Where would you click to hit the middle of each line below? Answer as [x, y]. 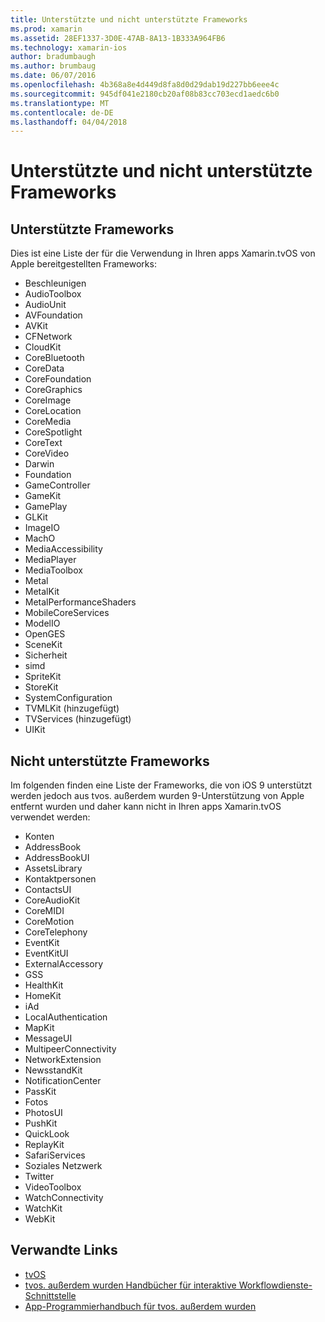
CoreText [43, 443]
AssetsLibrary [53, 868]
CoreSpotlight [53, 432]
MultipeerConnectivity [70, 1049]
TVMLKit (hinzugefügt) [72, 708]
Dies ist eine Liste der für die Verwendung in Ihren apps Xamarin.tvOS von [163, 253]
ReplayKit [44, 1145]
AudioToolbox [53, 294]
